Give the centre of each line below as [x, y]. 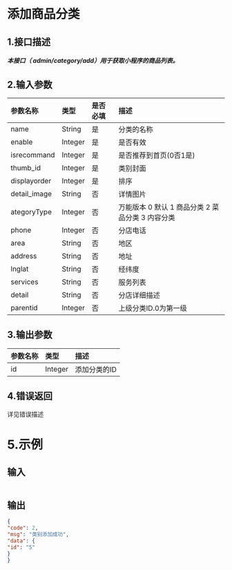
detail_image [31, 193]
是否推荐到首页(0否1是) [157, 155]
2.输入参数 [30, 85]
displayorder [31, 180]
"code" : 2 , [23, 528]
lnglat [20, 269]
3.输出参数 [30, 335]
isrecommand [33, 155]
